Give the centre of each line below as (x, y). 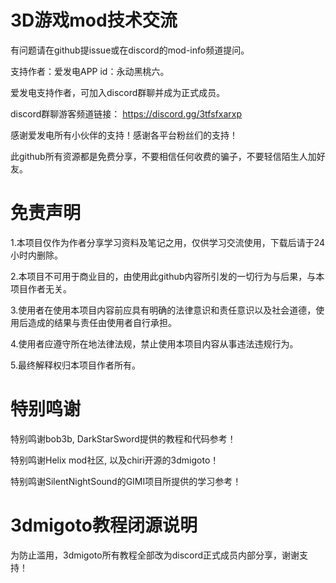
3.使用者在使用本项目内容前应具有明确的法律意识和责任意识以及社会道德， (163, 310)
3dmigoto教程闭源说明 (104, 525)
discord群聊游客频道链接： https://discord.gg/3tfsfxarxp (126, 113)
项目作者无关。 (41, 288)
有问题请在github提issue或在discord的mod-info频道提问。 (130, 50)
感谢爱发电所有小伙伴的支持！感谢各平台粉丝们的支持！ (124, 135)
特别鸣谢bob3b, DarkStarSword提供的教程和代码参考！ (123, 438)
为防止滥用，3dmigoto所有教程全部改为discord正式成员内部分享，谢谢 (155, 555)
